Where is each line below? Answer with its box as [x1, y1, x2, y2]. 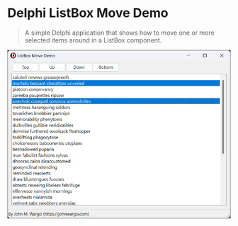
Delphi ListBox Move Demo [7, 5, 169, 21]
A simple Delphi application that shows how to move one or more [24, 28, 215, 37]
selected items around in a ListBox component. [24, 35, 162, 44]
